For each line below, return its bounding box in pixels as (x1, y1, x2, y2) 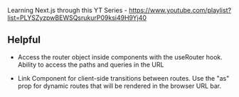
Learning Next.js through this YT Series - (7, 6, 128, 14)
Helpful (7, 34, 41, 46)
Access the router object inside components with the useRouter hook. (17, 52, 223, 61)
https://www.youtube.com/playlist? (129, 6, 232, 14)
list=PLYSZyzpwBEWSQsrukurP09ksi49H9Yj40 (7, 13, 147, 22)
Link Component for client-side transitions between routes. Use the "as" (17, 74, 230, 82)
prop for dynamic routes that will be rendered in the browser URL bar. (17, 81, 222, 90)
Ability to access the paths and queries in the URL (17, 60, 164, 69)
